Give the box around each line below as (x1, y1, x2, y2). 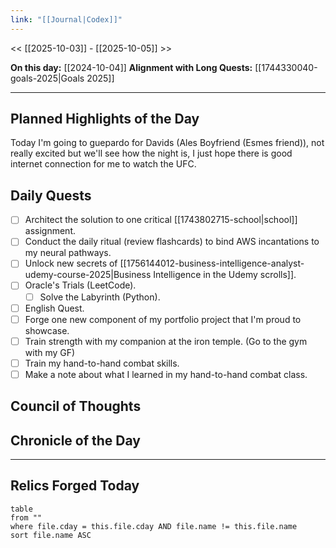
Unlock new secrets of (24, 257, 118, 270)
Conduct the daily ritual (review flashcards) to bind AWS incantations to (24, 236, 320, 248)
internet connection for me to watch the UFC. (10, 158, 197, 170)
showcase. (24, 324, 70, 336)
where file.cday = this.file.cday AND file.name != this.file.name (10, 521, 298, 531)
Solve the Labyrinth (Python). (39, 291, 161, 303)
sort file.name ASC (10, 530, 92, 540)
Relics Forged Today (10, 477, 140, 495)
